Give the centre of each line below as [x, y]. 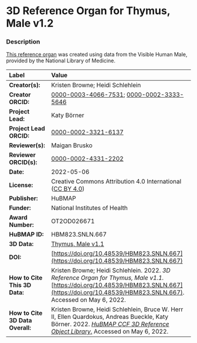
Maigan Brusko [72, 145]
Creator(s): [25, 85]
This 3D [20, 285]
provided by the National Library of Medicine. [61, 61]
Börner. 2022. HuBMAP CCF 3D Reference [110, 324]
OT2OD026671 [73, 221]
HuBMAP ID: [26, 235]
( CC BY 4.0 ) [68, 189]
